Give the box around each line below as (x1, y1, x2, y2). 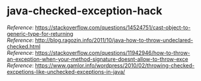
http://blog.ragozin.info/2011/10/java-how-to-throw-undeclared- (35, 36, 194, 43)
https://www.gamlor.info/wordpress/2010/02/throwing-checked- (35, 61, 195, 69)
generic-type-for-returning (7, 30, 74, 37)
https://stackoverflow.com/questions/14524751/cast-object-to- (35, 24, 191, 31)
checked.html (7, 43, 41, 50)
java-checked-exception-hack (7, 4, 163, 18)
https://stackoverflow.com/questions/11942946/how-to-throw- (35, 49, 191, 56)
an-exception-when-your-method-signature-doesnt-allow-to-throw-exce (7, 55, 188, 63)
